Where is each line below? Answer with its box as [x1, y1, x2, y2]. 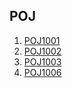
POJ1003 [23, 55, 62, 68]
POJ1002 [23, 45, 62, 57]
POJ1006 [23, 66, 62, 78]
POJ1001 [23, 34, 61, 46]
